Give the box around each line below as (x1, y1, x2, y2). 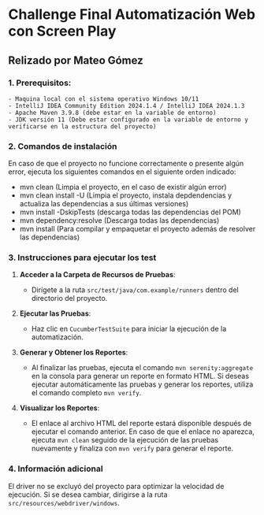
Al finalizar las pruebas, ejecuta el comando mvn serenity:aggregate (31, 363, 254, 372)
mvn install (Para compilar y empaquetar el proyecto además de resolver (19, 224, 256, 234)
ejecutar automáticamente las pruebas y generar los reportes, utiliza (31, 380, 254, 389)
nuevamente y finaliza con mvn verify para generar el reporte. (31, 443, 234, 454)
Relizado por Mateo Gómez (8, 54, 143, 67)
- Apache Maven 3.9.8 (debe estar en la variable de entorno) (8, 109, 217, 117)
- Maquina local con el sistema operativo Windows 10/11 (8, 94, 199, 103)
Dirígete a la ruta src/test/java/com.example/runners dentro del (31, 285, 239, 295)
